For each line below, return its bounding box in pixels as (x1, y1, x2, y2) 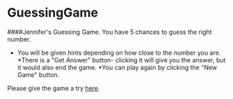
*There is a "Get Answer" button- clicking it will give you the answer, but (17, 55, 226, 64)
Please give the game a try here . (7, 84, 100, 92)
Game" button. (17, 71, 60, 79)
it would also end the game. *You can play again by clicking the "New (17, 63, 218, 71)
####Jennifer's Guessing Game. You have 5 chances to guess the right (7, 28, 212, 36)
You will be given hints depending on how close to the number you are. (17, 48, 221, 57)
